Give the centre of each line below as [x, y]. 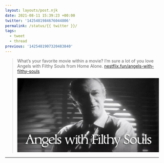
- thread [18, 41]
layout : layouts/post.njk [31, 10]
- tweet [17, 36]
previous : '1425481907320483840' [39, 46]
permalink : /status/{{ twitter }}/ [41, 26]
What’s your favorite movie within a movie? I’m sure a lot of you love [85, 61]
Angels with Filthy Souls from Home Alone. [60, 66]
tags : [10, 31]
